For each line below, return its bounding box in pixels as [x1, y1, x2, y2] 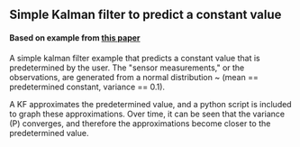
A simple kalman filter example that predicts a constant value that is [9, 52, 260, 63]
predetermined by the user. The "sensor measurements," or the [9, 62, 245, 73]
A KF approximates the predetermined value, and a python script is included [9, 98, 292, 109]
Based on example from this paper [9, 32, 141, 43]
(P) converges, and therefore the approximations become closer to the [9, 117, 271, 129]
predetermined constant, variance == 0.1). [9, 81, 165, 92]
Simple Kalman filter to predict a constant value [9, 7, 282, 23]
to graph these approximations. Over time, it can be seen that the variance [9, 108, 286, 119]
